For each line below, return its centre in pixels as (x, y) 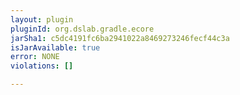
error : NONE (35, 57)
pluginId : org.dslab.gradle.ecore (82, 29)
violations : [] (42, 66)
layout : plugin (42, 19)
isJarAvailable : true (55, 47)
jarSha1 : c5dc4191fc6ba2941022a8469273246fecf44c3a (120, 38)
